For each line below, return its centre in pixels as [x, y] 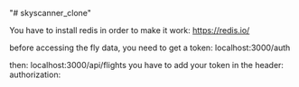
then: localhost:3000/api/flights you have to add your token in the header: [147, 65]
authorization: [35, 74]
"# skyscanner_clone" [51, 13]
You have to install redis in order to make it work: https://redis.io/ [130, 30]
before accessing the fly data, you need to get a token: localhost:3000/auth [150, 48]
